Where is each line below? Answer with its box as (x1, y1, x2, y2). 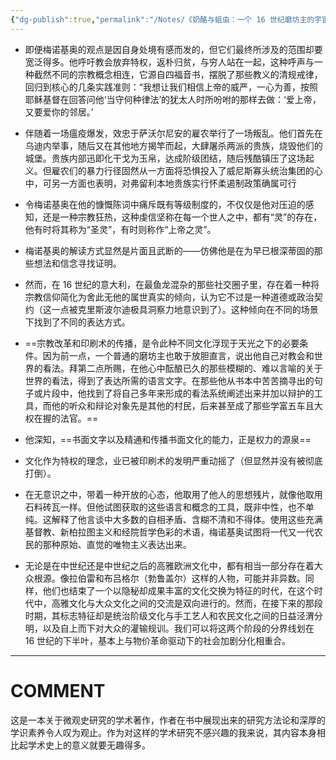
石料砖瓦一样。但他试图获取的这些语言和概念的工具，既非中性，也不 (24, 501, 306, 513)
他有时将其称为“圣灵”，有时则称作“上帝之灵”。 (24, 223, 217, 235)
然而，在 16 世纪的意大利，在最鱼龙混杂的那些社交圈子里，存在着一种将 (24, 278, 320, 290)
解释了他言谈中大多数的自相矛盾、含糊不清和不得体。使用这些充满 (51, 513, 323, 525)
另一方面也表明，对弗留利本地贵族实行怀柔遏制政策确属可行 (51, 177, 297, 189)
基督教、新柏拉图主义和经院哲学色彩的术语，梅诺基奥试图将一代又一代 (24, 526, 315, 538)
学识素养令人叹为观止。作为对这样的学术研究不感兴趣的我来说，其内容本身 (10, 726, 317, 738)
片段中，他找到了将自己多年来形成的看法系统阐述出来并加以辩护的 (42, 387, 315, 399)
